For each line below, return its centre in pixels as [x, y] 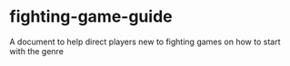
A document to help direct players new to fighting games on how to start [145, 42]
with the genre [36, 51]
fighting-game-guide [91, 17]
